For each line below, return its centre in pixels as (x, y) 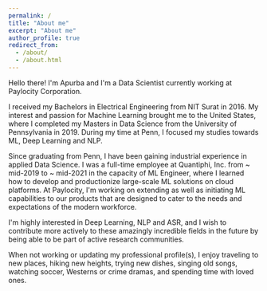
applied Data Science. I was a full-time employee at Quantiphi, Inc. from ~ (130, 164)
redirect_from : (33, 45)
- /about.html (39, 61)
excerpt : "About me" (43, 30)
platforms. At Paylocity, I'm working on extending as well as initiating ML (127, 190)
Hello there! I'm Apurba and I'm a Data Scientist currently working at (120, 83)
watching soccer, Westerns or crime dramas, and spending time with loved (131, 271)
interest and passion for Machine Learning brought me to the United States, (132, 115)
